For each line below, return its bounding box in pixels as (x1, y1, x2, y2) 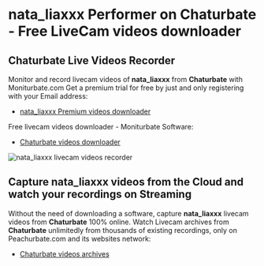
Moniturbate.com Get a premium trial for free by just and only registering (8, 83, 244, 92)
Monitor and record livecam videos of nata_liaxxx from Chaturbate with (8, 75, 243, 84)
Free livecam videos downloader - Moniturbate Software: (8, 122, 194, 131)
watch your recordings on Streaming (8, 188, 191, 201)
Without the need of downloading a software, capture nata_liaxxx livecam (8, 208, 250, 218)
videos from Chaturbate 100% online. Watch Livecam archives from (8, 217, 230, 227)
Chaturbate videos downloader (19, 137, 121, 147)
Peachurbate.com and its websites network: (8, 234, 151, 243)
